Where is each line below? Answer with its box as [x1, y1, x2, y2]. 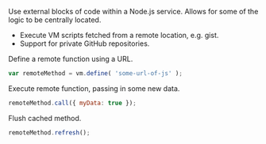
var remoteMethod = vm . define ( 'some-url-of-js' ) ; [8, 70, 183, 78]
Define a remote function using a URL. [8, 55, 133, 63]
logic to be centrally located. [8, 15, 102, 25]
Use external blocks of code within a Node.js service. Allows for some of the [8, 7, 259, 16]
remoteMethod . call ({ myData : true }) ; [8, 99, 137, 107]
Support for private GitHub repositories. [19, 39, 150, 48]
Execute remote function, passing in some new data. [8, 83, 180, 93]
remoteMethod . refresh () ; [8, 128, 91, 137]
